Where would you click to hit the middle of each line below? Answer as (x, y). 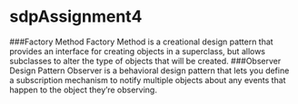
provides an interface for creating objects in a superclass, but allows (138, 51)
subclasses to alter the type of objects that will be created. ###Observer (145, 61)
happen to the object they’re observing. (83, 90)
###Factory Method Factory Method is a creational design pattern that (142, 42)
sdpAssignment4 (76, 17)
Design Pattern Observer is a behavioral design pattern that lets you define (149, 71)
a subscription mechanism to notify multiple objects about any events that (148, 80)
